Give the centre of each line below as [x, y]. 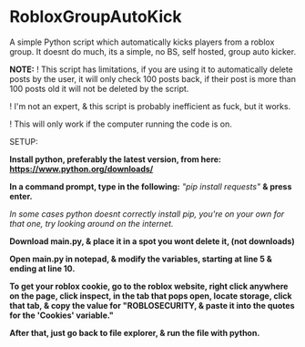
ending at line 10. [42, 268]
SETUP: [24, 141]
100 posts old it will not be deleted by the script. [99, 88]
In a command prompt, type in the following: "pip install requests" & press [151, 186]
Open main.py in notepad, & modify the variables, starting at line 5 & [141, 259]
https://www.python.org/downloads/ [81, 168]
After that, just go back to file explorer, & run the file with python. [135, 332]
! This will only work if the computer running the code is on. [121, 124]
